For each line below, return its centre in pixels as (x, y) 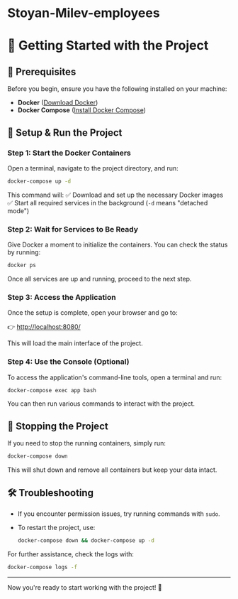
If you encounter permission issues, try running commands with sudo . (119, 514)
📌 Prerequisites (42, 71)
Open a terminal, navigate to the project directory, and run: (93, 168)
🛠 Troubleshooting (51, 493)
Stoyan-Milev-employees (84, 13)
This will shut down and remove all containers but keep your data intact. (112, 470)
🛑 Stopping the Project (58, 426)
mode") (18, 210)
